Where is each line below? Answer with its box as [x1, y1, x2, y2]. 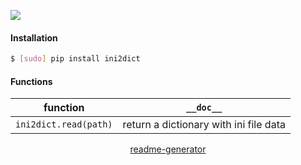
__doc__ [186, 102, 223, 114]
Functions [10, 75, 53, 87]
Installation [10, 31, 58, 44]
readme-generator [129, 143, 207, 155]
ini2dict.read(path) [15, 119, 113, 130]
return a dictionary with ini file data [122, 118, 286, 132]
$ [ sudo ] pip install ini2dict [10, 54, 141, 64]
